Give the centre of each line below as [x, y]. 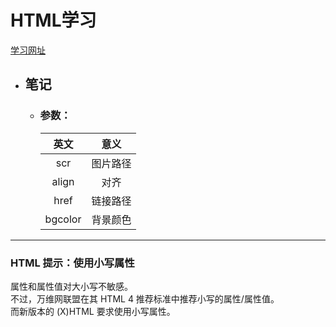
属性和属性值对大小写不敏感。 [71, 286]
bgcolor [63, 219]
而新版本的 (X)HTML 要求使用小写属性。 [93, 311]
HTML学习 [53, 20]
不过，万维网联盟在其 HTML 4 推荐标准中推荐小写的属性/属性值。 [145, 298]
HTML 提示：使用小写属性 [72, 263]
